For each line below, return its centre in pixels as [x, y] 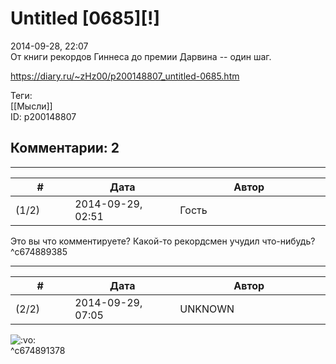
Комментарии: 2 [65, 148]
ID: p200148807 [43, 116]
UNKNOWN [207, 309]
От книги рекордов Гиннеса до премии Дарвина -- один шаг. [141, 56]
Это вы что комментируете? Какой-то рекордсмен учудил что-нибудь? [163, 241]
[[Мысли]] [31, 106]
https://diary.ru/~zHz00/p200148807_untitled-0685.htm [125, 76]
